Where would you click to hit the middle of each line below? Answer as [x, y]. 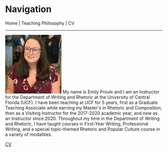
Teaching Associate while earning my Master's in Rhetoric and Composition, [84, 108]
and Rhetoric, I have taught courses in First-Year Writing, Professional [77, 123]
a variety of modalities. [29, 134]
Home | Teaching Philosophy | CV [40, 23]
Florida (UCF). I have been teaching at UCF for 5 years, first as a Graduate [81, 102]
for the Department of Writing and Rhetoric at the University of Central [77, 97]
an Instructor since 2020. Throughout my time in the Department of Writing [82, 118]
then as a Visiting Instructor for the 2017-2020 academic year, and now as [81, 113]
